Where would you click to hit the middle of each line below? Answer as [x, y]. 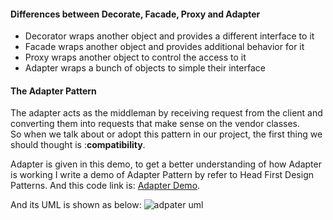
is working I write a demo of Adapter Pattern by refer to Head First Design [162, 175]
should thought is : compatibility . [78, 145]
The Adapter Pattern [53, 91]
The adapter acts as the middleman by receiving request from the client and [166, 113]
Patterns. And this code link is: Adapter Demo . [105, 186]
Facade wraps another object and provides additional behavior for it [164, 47]
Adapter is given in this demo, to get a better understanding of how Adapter [166, 164]
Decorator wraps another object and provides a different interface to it [169, 36]
